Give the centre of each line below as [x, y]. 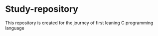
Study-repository [42, 9]
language [15, 28]
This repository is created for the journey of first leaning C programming [79, 23]
